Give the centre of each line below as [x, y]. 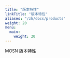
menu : [10, 28]
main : [15, 32]
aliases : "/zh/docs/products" [35, 18]
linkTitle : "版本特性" [26, 14]
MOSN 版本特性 [21, 51]
